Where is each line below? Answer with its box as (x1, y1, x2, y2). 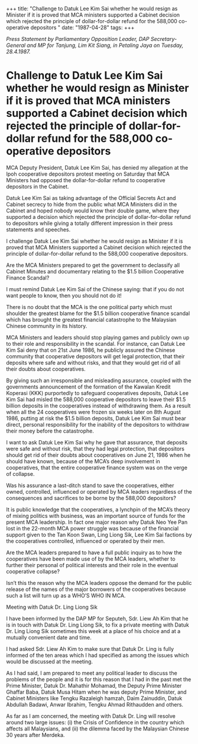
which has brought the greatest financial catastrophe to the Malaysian (6, 316, 177, 323)
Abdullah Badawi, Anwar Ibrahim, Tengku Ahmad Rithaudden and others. (6, 701, 184, 708)
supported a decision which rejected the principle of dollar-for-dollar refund (6, 213, 191, 220)
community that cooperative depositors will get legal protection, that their (6, 352, 185, 360)
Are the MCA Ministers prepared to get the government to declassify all (6, 261, 180, 269)
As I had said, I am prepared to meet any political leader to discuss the (6, 669, 177, 676)
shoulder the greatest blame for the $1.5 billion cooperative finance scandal (6, 310, 190, 317)
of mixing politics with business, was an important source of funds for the (6, 512, 186, 519)
